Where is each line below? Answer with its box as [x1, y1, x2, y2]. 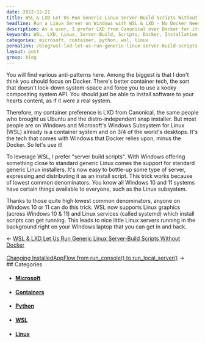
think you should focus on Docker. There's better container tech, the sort [6, 77, 190, 85]
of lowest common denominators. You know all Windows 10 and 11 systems [6, 179, 195, 186]
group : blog [6, 54, 37, 60]
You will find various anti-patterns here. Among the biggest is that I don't [6, 71, 189, 78]
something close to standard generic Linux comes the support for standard [6, 159, 195, 166]
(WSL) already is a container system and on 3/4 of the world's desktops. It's [6, 128, 198, 135]
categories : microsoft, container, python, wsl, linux [6, 37, 149, 43]
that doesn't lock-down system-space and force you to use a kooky [6, 83, 177, 91]
